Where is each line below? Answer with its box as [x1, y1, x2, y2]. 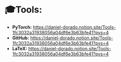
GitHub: [12, 35, 29, 41]
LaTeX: [12, 45, 27, 51]
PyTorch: [12, 24, 32, 30]
